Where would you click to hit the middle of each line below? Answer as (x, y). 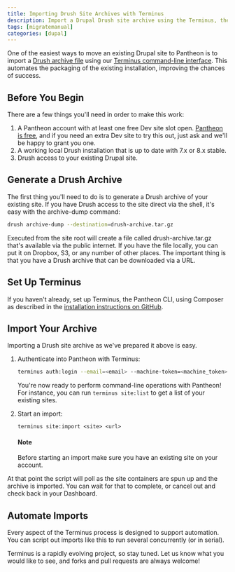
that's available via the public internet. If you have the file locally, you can (113, 245)
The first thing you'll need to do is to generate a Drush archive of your (108, 196)
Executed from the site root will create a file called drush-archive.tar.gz (109, 238)
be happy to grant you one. (56, 143)
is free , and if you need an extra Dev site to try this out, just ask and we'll (122, 136)
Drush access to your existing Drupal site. (78, 158)
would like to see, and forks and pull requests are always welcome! (104, 561)
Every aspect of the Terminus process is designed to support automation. (113, 533)
